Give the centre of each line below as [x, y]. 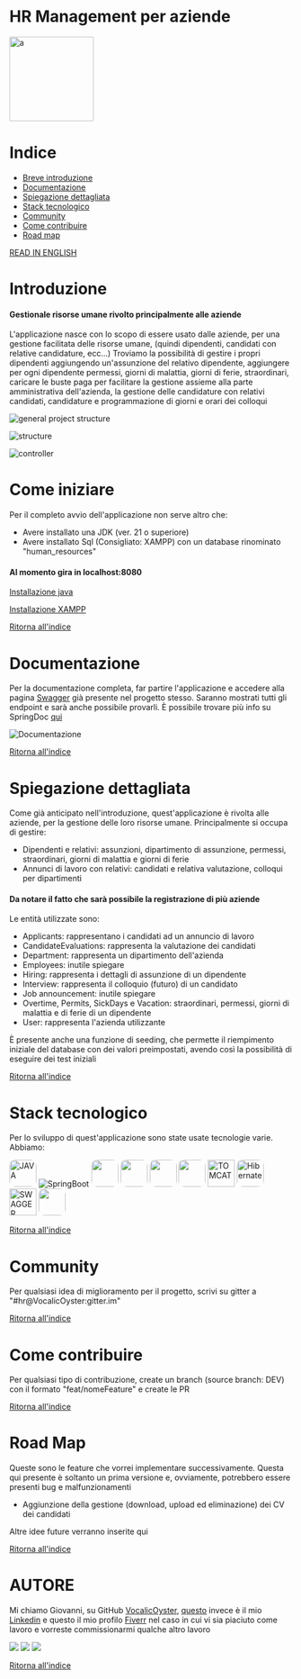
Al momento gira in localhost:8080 [75, 572]
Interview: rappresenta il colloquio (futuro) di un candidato [130, 984]
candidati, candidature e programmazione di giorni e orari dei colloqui [138, 402]
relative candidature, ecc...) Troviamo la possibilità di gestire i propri [135, 354]
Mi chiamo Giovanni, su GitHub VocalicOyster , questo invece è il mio [136, 1611]
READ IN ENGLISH [43, 252]
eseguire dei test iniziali [53, 1059]
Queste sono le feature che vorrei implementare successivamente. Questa [147, 1468]
